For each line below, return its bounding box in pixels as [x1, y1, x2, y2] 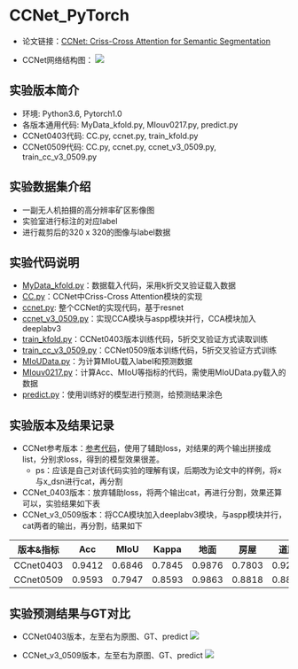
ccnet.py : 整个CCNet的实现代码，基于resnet [21, 302, 184, 313]
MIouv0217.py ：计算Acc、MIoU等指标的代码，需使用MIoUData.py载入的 [21, 367, 286, 377]
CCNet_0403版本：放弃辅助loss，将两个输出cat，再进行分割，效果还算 [21, 487, 282, 498]
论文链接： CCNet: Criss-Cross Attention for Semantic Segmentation [21, 35, 271, 46]
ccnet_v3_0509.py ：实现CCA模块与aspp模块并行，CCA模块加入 [21, 314, 256, 324]
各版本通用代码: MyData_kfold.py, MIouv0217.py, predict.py [21, 119, 239, 129]
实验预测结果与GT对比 [9, 606, 131, 621]
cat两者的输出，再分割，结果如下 [21, 520, 144, 532]
